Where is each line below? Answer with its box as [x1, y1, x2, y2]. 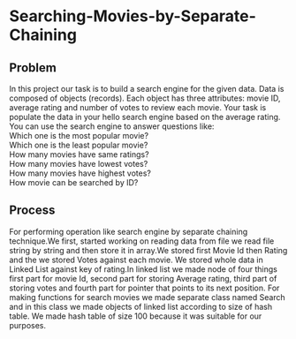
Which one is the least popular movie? [9, 139, 148, 150]
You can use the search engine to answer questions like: [9, 121, 215, 132]
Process [9, 203, 56, 218]
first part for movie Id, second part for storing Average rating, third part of [9, 273, 277, 283]
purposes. [9, 320, 47, 330]
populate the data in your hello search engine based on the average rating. [9, 112, 281, 122]
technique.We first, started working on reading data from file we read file [9, 236, 275, 246]
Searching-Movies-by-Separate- [9, 6, 256, 26]
